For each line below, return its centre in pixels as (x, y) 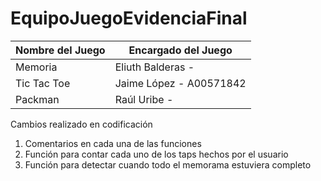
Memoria (36, 67)
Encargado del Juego (180, 50)
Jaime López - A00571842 (180, 83)
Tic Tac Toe (43, 83)
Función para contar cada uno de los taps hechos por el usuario (156, 154)
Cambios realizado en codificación (81, 124)
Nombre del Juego (60, 50)
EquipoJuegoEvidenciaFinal (129, 18)
